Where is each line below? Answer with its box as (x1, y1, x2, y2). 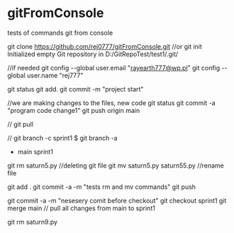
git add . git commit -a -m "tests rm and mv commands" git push (7, 183, 196, 191)
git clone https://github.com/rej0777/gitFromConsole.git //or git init (7, 42, 202, 50)
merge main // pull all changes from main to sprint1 (7, 204, 156, 212)
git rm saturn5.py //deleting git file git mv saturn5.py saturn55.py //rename (7, 161, 225, 170)
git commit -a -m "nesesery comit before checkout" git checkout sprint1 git (7, 196, 227, 205)
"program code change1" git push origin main (7, 106, 140, 114)
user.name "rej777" (27, 71, 84, 80)
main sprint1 (17, 147, 53, 156)
